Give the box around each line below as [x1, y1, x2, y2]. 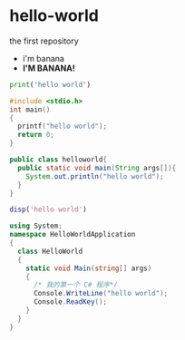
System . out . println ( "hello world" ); [25, 171, 165, 181]
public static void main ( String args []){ [17, 163, 177, 172]
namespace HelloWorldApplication [9, 230, 136, 239]
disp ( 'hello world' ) [9, 205, 88, 214]
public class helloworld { [9, 155, 107, 164]
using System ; [9, 221, 63, 231]
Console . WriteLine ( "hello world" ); [33, 289, 169, 298]
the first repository [9, 35, 79, 46]
